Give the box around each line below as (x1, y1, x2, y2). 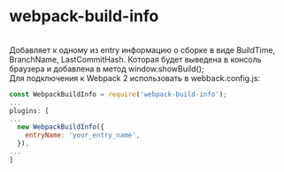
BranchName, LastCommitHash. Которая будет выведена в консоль (9, 54, 263, 64)
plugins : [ (9, 106, 50, 116)
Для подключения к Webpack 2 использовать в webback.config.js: (9, 72, 261, 83)
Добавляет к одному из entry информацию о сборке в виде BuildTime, (9, 44, 276, 55)
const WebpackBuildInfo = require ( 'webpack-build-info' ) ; (9, 90, 227, 99)
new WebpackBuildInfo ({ (17, 123, 104, 131)
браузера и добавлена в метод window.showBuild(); (9, 64, 204, 74)
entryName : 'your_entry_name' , (25, 131, 141, 140)
